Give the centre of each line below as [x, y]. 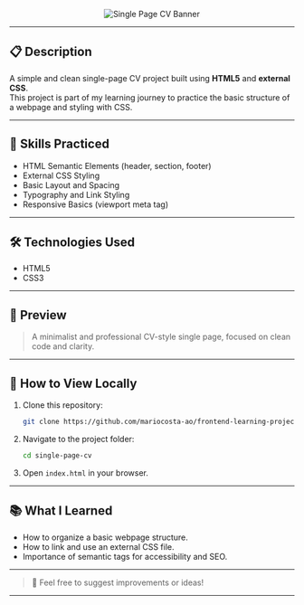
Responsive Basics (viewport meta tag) [95, 204]
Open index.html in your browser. [85, 473]
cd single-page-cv [57, 455]
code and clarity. [63, 346]
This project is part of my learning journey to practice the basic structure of [150, 97]
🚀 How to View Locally [73, 383]
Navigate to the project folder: [78, 439]
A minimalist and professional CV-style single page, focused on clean [161, 337]
